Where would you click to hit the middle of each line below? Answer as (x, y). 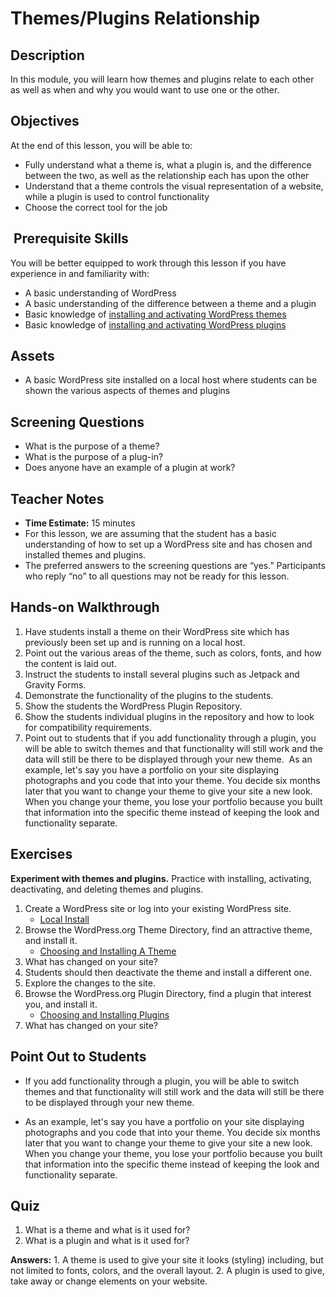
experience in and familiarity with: (80, 273)
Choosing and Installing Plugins (104, 1014)
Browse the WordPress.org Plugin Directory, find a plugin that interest (168, 993)
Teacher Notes (57, 498)
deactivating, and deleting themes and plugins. (107, 889)
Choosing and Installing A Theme (108, 951)
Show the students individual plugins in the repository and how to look (169, 716)
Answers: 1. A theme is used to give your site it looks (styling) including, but (167, 1260)
